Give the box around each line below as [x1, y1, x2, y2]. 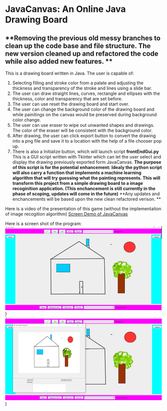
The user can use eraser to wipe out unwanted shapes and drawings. [12, 122, 155, 128]
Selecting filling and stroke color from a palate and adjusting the [12, 80, 144, 85]
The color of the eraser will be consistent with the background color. [12, 128, 153, 133]
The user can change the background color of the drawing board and [12, 106, 155, 112]
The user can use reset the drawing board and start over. [12, 101, 130, 107]
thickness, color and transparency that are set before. [12, 96, 123, 101]
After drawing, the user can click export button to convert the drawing [12, 133, 156, 139]
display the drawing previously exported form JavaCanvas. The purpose [12, 159, 162, 165]
